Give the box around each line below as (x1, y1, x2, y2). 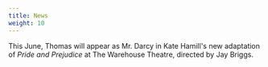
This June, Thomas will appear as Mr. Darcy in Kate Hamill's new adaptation (8, 41, 260, 50)
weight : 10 (8, 19, 45, 27)
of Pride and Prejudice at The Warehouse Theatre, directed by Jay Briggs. (8, 49, 254, 59)
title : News (8, 11, 48, 20)
